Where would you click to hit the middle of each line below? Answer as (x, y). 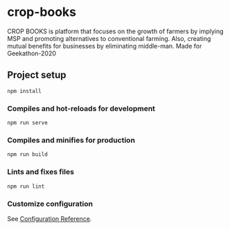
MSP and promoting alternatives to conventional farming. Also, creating (109, 38)
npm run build (28, 154)
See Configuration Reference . (50, 218)
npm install (24, 91)
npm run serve (28, 123)
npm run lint (26, 186)
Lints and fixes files (41, 172)
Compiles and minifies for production (71, 140)
